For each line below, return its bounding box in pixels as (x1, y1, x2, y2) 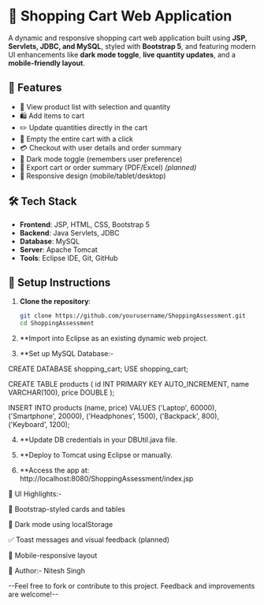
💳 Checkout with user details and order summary (19, 143, 182, 152)
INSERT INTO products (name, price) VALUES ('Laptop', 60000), (8, 403, 217, 413)
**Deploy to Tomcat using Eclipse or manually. (19, 451, 173, 460)
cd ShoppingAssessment (19, 319, 95, 328)
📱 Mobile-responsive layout (8, 551, 98, 560)
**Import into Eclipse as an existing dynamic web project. (19, 334, 209, 343)
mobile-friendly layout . (8, 58, 85, 68)
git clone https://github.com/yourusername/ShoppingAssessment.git (19, 312, 246, 320)
